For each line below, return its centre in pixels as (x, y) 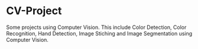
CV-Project (34, 11)
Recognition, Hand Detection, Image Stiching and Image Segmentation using (99, 33)
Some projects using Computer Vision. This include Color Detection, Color (96, 27)
